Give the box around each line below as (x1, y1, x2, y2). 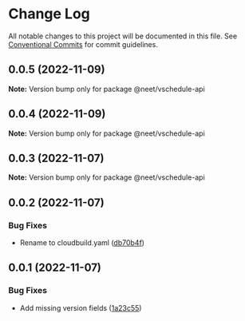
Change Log (8, 5, 90, 23)
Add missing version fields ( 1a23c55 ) (19, 303, 142, 312)
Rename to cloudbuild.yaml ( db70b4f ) (19, 238, 145, 248)
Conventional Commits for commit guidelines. (8, 39, 158, 49)
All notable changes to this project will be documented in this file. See (8, 31, 238, 41)
